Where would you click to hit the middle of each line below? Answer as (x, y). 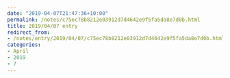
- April (18, 52)
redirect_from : (29, 32)
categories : (24, 45)
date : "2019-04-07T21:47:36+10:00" (58, 13)
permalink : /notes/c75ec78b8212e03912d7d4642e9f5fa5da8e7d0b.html (104, 20)
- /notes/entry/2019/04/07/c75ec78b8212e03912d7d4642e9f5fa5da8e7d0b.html (116, 39)
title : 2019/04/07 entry (42, 26)
